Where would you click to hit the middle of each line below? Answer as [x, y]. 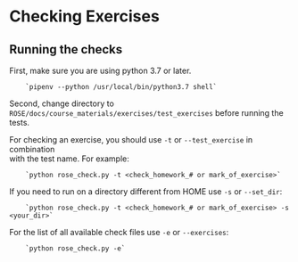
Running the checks [66, 49]
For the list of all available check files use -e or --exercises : [119, 232]
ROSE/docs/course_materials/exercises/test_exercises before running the [146, 113]
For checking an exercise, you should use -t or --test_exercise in [131, 139]
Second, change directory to [62, 103]
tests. [19, 123]
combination [32, 149]
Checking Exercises [85, 16]
